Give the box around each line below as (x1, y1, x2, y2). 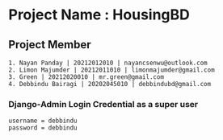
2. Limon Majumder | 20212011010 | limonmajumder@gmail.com (8, 66, 216, 74)
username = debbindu (8, 117, 78, 126)
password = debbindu (8, 124, 78, 132)
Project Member (8, 38, 91, 51)
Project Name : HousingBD (8, 6, 190, 24)
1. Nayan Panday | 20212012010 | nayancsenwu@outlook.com (8, 59, 208, 67)
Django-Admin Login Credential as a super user (8, 98, 199, 109)
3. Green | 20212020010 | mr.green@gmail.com (8, 73, 164, 81)
